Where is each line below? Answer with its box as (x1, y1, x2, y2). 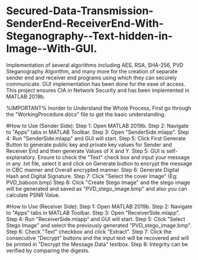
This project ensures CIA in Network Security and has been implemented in (6, 86, 190, 94)
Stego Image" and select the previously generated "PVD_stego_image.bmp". (6, 222, 192, 229)
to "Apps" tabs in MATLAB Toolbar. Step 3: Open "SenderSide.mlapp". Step (6, 129, 189, 136)
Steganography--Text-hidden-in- (6, 30, 173, 43)
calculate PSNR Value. (6, 191, 60, 198)
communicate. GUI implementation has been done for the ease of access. (6, 80, 186, 87)
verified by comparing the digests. (6, 247, 90, 254)
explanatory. (6, 153, 37, 161)
